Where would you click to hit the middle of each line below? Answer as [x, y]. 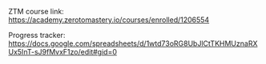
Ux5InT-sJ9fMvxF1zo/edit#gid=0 [63, 52]
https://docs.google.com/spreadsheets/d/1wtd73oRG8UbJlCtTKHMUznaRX [133, 43]
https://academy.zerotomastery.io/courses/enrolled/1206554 [109, 20]
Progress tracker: [37, 35]
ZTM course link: [36, 11]
